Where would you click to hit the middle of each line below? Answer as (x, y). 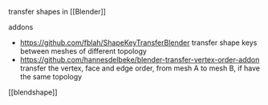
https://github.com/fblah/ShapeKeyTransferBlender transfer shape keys (138, 42)
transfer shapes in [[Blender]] (57, 12)
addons (21, 27)
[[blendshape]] (33, 92)
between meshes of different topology (83, 51)
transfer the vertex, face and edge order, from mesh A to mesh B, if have (140, 68)
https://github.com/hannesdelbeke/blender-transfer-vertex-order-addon (140, 60)
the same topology (51, 77)
